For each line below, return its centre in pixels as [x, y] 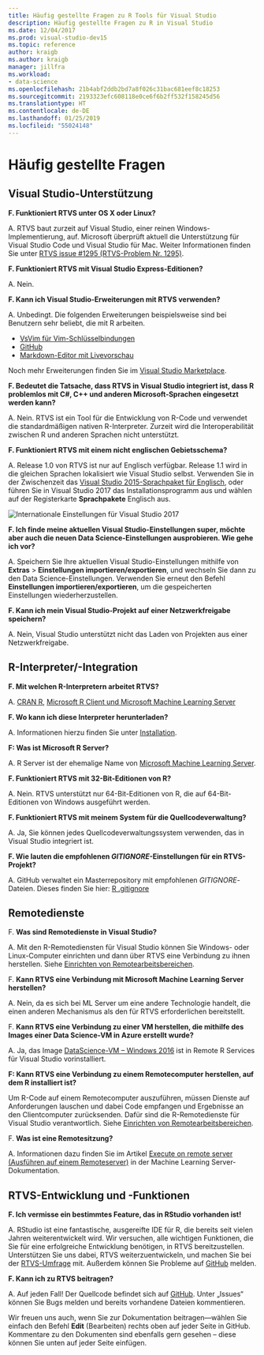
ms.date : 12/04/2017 [42, 30]
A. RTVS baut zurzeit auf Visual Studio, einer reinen [92, 228]
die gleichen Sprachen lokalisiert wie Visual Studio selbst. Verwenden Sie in [131, 473]
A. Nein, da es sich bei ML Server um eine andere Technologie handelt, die [129, 1003]
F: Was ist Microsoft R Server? [59, 747]
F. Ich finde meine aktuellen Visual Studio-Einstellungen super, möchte [127, 529]
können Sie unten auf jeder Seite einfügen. [78, 1343]
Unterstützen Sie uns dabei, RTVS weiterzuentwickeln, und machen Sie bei [130, 1255]
